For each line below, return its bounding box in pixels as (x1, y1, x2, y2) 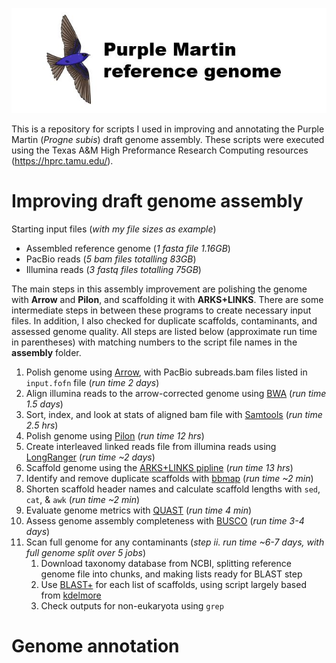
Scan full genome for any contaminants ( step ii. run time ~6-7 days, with (25, 536, 325, 548)
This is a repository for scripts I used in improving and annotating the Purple (11, 123, 325, 135)
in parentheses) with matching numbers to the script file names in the (11, 336, 298, 348)
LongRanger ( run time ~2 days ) (25, 451, 156, 463)
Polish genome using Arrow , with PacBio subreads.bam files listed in (25, 366, 308, 378)
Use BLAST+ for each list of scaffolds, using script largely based (40, 578, 307, 590)
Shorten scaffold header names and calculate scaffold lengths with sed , (25, 483, 321, 495)
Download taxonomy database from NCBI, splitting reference (40, 557, 292, 569)
